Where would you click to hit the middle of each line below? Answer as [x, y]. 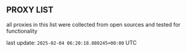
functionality [22, 31]
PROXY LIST [30, 10]
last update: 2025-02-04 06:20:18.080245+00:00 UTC [72, 42]
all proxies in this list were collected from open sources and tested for [93, 24]
